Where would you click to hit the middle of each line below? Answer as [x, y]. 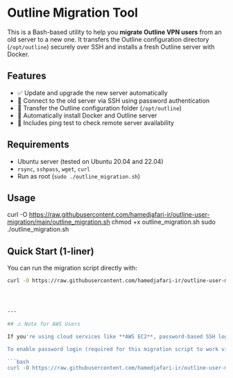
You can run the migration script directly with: [72, 268]
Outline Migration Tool [73, 13]
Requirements [38, 145]
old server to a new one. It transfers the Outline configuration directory [108, 39]
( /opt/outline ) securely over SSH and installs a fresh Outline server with [111, 47]
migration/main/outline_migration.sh [59, 222]
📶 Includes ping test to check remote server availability [96, 122]
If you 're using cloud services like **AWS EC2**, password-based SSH [111, 336]
